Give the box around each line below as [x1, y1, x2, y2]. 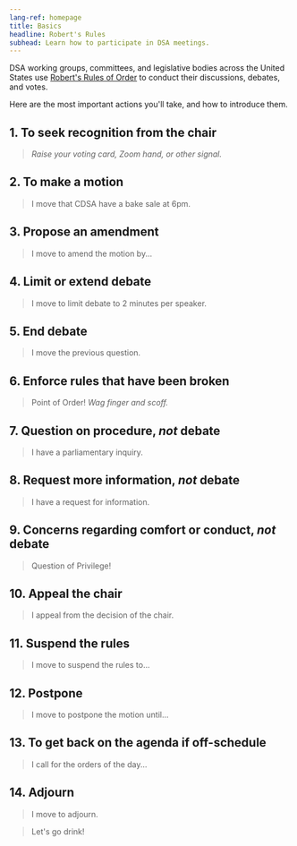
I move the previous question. [30, 347, 141, 358]
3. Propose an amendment [9, 225, 159, 240]
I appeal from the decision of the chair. [30, 610, 174, 620]
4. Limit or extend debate [9, 274, 152, 289]
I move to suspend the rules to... [30, 660, 150, 671]
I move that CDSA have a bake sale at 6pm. [30, 198, 191, 209]
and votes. [9, 81, 48, 92]
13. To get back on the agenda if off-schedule [9, 735, 267, 750]
